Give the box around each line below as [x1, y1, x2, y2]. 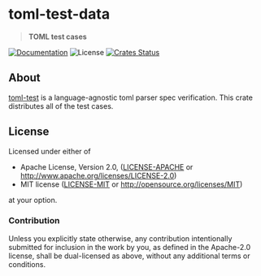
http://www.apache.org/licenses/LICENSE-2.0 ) [20, 170, 177, 180]
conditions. [8, 259, 46, 269]
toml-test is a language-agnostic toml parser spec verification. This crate [8, 93, 254, 102]
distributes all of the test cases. [8, 101, 114, 110]
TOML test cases [28, 32, 87, 41]
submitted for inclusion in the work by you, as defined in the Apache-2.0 [8, 242, 250, 252]
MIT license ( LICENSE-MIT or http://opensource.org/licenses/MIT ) [20, 179, 243, 189]
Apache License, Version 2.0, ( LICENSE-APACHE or [20, 162, 194, 171]
